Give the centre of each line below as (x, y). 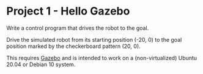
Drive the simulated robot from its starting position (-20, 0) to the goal (94, 39)
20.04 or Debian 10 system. (41, 64)
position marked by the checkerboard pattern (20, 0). (73, 46)
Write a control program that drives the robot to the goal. (78, 28)
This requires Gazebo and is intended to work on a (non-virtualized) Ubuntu (102, 58)
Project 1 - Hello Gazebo (68, 11)
